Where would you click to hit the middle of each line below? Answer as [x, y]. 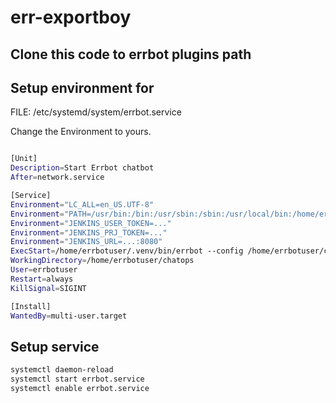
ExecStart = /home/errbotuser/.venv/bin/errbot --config [127, 251]
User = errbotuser [44, 270]
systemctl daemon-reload [62, 370]
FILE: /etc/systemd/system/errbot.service [96, 112]
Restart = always [42, 279]
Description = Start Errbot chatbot [82, 168]
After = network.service [57, 177]
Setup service [55, 346]
